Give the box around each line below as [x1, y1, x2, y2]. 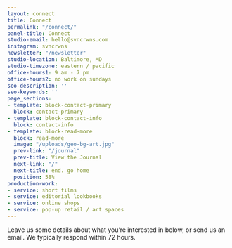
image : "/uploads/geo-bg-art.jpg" [13, 141, 115, 148]
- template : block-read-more [7, 128, 93, 135]
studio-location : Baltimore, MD [7, 56, 102, 63]
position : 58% [13, 174, 55, 181]
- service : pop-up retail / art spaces [7, 207, 124, 214]
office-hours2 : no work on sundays [7, 75, 112, 83]
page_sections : [7, 96, 52, 103]
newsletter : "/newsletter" [7, 50, 86, 57]
